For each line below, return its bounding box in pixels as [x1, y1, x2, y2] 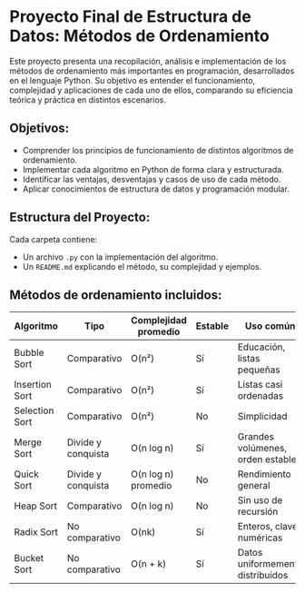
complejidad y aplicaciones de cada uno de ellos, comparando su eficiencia [9, 84, 293, 95]
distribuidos [237, 569, 289, 582]
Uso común [244, 320, 296, 332]
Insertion [14, 379, 52, 391]
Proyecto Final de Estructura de [9, 6, 251, 27]
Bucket [14, 552, 44, 565]
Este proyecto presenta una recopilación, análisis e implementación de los [9, 55, 287, 66]
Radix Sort [14, 526, 59, 539]
